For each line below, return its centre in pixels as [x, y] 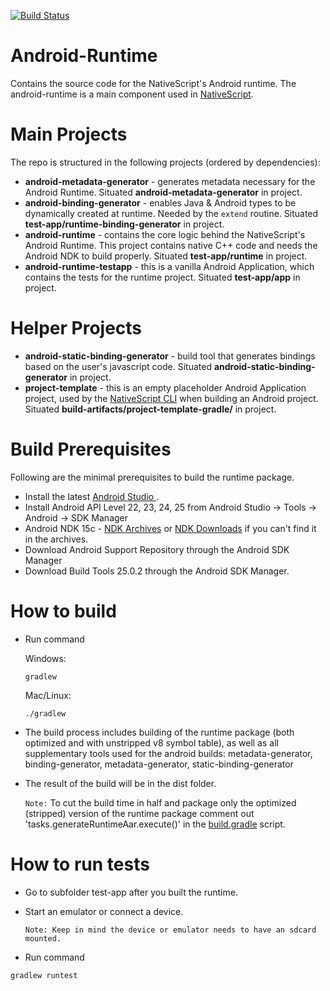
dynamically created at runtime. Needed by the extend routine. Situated [171, 213]
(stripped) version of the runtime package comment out [139, 813]
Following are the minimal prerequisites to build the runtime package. [152, 477]
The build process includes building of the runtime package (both [159, 732]
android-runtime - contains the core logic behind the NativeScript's [165, 234]
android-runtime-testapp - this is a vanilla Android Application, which [169, 266]
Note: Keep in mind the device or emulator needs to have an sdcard [170, 930]
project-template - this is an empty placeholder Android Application [165, 387]
